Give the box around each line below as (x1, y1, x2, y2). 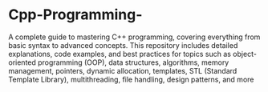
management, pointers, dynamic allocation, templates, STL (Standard (8, 66, 238, 75)
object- (232, 49, 257, 58)
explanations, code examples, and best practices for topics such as (8, 49, 231, 58)
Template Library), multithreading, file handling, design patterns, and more (8, 74, 254, 84)
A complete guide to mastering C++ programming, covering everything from (8, 32, 261, 42)
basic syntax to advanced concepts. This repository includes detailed (8, 40, 238, 50)
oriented (8, 58, 36, 67)
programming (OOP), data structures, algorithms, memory (37, 58, 229, 67)
